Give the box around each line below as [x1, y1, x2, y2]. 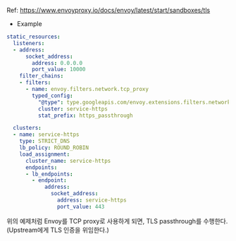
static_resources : [6, 33, 61, 40]
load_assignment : [19, 151, 70, 158]
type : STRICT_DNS [19, 137, 70, 145]
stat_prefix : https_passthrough [37, 112, 133, 119]
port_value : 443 [56, 203, 105, 210]
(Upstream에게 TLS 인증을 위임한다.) [6, 225, 110, 234]
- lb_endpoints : [25, 171, 73, 178]
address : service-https [56, 197, 128, 204]
